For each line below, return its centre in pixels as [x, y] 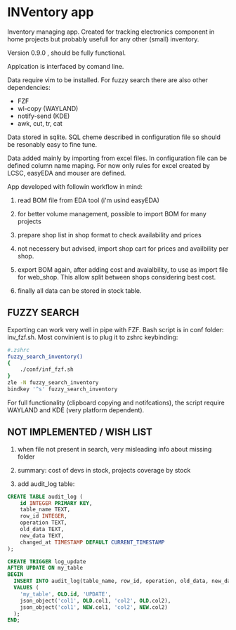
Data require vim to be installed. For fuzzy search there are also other [108, 80]
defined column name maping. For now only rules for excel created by [109, 165]
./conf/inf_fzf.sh [47, 369]
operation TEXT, [44, 523]
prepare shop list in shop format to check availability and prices [109, 235]
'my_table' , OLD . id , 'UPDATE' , [66, 594]
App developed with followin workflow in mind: [75, 186]
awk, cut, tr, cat [40, 123]
